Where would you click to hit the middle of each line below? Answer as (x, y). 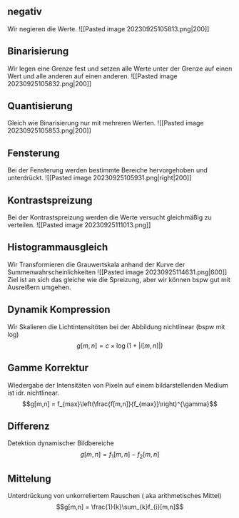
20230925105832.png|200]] (50, 83)
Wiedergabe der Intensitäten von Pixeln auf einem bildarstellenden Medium (118, 385)
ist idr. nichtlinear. (33, 393)
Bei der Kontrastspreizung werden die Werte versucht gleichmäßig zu (110, 217)
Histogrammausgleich (58, 248)
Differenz (29, 426)
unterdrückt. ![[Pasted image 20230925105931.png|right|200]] (100, 178)
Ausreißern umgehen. (39, 287)
